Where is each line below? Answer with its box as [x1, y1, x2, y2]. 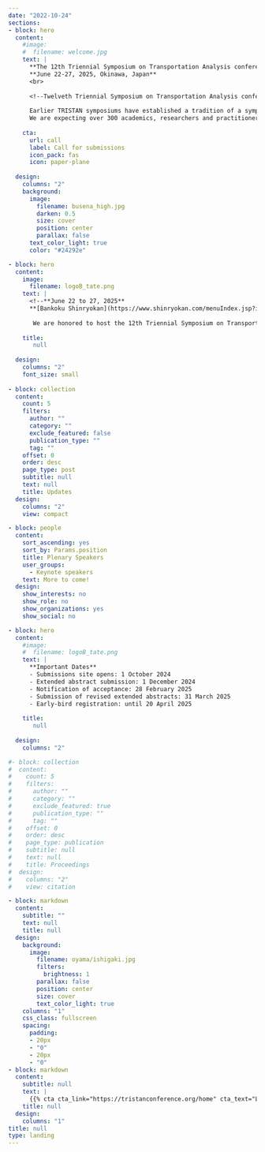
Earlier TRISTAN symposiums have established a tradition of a [28, 107, 242, 115]
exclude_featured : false [28, 429, 111, 437]
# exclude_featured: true [8, 802, 111, 810]
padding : [28, 1029, 58, 1038]
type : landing [8, 1131, 55, 1140]
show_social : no [22, 612, 77, 620]
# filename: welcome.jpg [22, 48, 108, 56]
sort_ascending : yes [22, 539, 90, 547]
